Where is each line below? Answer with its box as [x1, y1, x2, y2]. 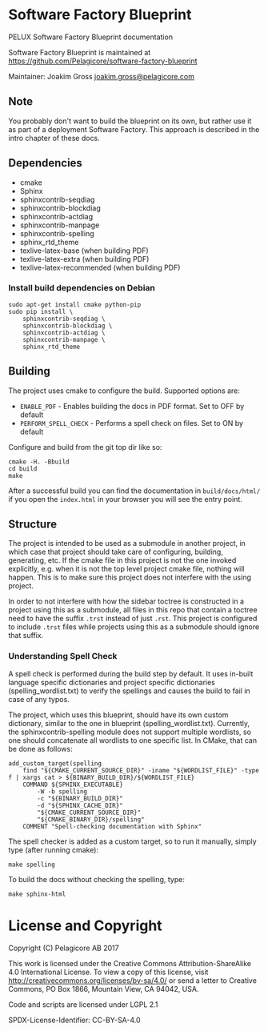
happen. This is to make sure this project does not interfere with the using [8, 572, 252, 582]
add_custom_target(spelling [8, 759, 102, 768]
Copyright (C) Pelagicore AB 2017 [8, 943, 119, 953]
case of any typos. [8, 694, 70, 704]
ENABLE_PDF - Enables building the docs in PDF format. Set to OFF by [19, 401, 245, 411]
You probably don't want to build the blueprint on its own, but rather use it [8, 116, 252, 126]
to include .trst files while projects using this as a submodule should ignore [8, 622, 260, 632]
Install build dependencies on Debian [8, 283, 156, 294]
